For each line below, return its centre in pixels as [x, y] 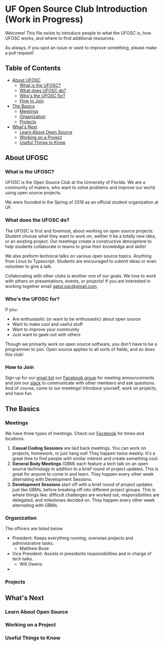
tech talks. [23, 559]
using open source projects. [33, 193]
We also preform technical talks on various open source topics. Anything [78, 256]
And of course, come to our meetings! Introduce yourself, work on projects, [81, 388]
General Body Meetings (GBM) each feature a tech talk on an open [80, 464]
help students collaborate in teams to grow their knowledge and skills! [76, 246]
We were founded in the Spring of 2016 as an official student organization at [82, 202]
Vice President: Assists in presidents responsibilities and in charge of [82, 554]
